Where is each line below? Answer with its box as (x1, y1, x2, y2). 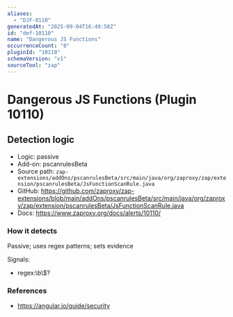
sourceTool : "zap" (7, 62, 61, 69)
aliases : (7, 10, 33, 17)
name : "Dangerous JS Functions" (7, 36, 101, 43)
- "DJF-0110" (13, 17, 51, 24)
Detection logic (7, 134, 75, 146)
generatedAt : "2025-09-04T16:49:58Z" (7, 23, 117, 30)
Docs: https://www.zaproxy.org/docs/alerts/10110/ (17, 209, 161, 217)
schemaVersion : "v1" (7, 55, 67, 62)
